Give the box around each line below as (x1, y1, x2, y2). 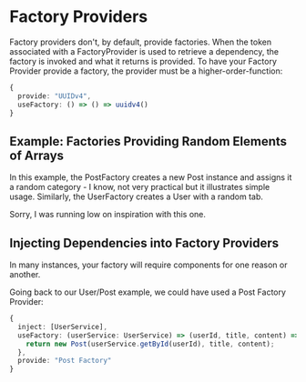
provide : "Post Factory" (17, 357, 112, 366)
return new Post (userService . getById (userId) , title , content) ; (25, 339, 275, 348)
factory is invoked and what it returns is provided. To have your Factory (9, 55, 278, 66)
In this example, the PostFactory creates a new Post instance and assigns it (9, 172, 292, 183)
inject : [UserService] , (17, 322, 107, 331)
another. (9, 269, 41, 280)
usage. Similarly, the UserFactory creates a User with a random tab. (9, 191, 264, 202)
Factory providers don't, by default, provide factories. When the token (9, 36, 271, 47)
